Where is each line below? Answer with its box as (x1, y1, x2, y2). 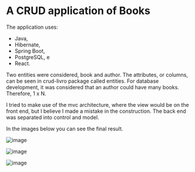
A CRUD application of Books (6, 4, 151, 18)
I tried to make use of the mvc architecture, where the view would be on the (6, 101, 189, 108)
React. (14, 60, 31, 67)
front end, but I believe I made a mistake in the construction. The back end (6, 107, 186, 114)
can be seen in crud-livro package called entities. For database (6, 77, 159, 85)
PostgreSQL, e (14, 53, 50, 60)
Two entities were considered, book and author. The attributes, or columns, (6, 71, 189, 78)
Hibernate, (14, 41, 41, 48)
